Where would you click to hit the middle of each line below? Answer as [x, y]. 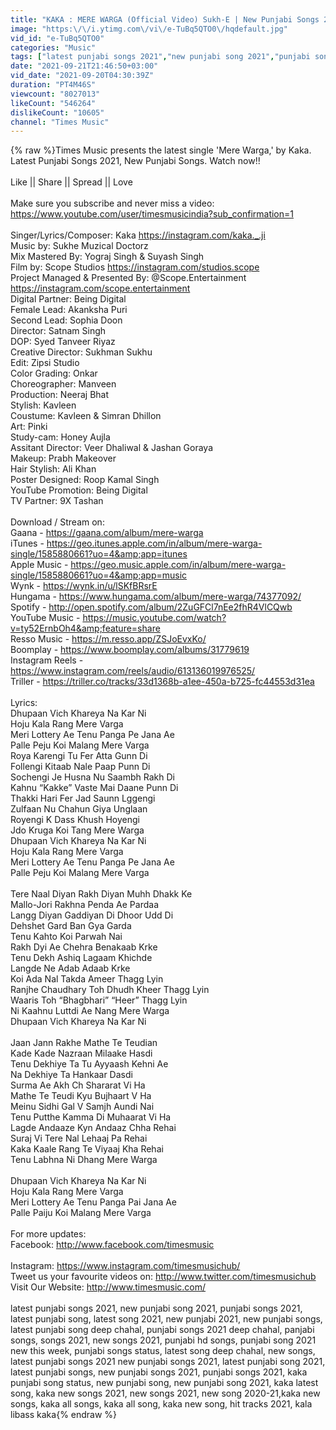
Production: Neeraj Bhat [60, 395]
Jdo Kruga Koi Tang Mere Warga [77, 830]
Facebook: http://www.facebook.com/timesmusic [112, 1245]
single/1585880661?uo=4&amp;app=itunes [99, 554]
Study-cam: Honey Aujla [60, 437]
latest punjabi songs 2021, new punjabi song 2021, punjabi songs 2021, [156, 1308]
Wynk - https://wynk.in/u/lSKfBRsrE [84, 586]
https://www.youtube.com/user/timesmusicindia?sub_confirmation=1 [152, 214]
